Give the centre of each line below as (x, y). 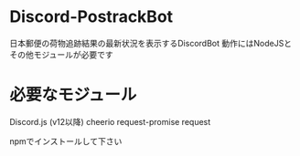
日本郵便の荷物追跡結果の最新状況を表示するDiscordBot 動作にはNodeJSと (151, 43)
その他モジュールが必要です (62, 54)
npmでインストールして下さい (66, 141)
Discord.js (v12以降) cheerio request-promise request (110, 121)
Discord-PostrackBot (91, 17)
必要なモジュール (73, 95)
